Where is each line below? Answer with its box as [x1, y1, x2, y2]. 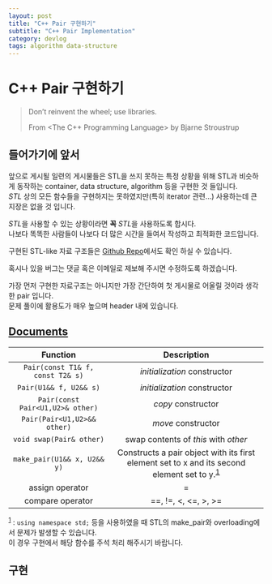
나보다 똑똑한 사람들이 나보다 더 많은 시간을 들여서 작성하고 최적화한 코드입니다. [8, 229, 259, 238]
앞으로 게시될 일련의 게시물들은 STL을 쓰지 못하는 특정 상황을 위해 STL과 [8, 171, 237, 181]
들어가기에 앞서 [8, 148, 80, 162]
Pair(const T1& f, [23, 363, 95, 371]
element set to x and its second [126, 457, 246, 468]
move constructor [152, 417, 220, 428]
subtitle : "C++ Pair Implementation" [8, 27, 136, 35]
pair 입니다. [16, 290, 54, 300]
